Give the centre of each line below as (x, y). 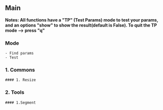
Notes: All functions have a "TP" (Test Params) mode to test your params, (81, 20)
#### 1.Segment (21, 103)
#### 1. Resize (21, 80)
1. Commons (20, 70)
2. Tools (15, 92)
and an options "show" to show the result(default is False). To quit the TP (81, 25)
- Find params (20, 54)
